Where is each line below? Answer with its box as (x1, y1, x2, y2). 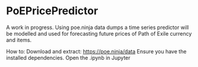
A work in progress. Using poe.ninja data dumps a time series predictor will (6, 24, 189, 31)
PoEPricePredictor (6, 4, 99, 18)
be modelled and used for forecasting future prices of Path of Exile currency (6, 30, 192, 37)
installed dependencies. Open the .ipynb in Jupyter (6, 54, 131, 61)
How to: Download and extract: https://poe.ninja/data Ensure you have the (6, 47, 187, 55)
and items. (6, 36, 32, 43)
